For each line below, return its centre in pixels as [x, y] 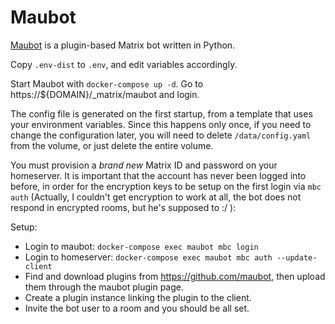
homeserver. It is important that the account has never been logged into [158, 175]
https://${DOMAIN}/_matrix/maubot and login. [105, 94]
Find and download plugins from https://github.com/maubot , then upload [175, 276]
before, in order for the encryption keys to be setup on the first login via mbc [166, 186]
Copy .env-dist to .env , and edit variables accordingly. [124, 64]
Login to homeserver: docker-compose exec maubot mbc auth [148, 257]
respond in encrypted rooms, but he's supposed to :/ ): [123, 207]
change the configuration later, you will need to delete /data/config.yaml [161, 135]
